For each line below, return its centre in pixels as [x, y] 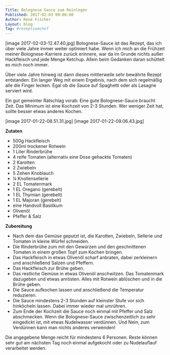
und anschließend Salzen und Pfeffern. [53, 263]
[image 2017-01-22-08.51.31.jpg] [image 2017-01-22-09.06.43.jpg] [75, 121]
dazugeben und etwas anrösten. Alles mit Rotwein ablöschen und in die [87, 279]
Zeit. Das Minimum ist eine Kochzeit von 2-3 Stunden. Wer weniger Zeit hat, [84, 106]
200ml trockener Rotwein [39, 146]
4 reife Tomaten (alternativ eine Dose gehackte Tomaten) [72, 157]
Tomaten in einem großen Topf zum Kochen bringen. [68, 252]
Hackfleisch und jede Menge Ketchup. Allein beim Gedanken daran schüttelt [85, 59]
